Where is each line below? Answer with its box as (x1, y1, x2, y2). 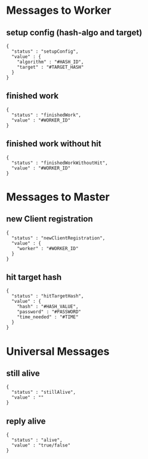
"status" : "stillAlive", (11, 390, 76, 396)
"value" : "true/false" (11, 442, 70, 449)
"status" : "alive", (11, 437, 63, 443)
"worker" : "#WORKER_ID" (17, 245, 79, 251)
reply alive (6, 416, 46, 426)
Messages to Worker (6, 4, 112, 17)
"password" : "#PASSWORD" (17, 309, 82, 315)
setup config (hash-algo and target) (6, 28, 143, 38)
